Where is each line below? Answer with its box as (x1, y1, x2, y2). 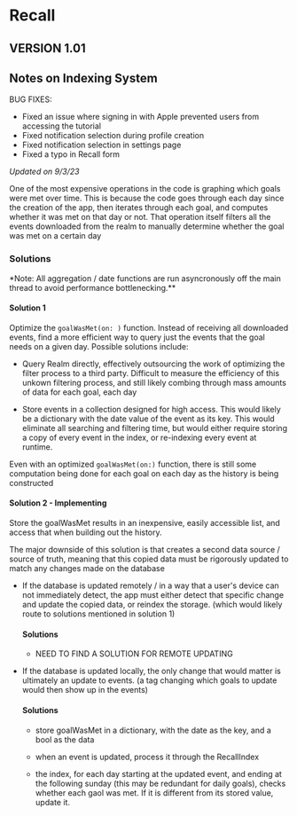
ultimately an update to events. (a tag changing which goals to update (21, 675, 277, 686)
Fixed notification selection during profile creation (21, 130, 205, 141)
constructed (9, 477, 54, 488)
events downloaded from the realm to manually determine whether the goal (9, 221, 285, 231)
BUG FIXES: (9, 94, 52, 105)
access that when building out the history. (9, 527, 162, 537)
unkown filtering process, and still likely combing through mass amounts (21, 377, 286, 388)
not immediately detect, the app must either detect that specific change (21, 590, 285, 600)
